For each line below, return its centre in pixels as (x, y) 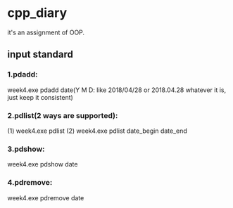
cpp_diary (37, 13)
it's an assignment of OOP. (46, 32)
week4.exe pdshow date (43, 164)
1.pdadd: (23, 74)
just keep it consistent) (40, 97)
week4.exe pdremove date (46, 197)
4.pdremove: (30, 183)
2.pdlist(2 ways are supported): (63, 115)
